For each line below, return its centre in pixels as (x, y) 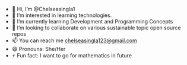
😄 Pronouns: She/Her (39, 49)
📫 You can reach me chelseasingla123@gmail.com (75, 40)
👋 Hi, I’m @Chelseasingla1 (43, 9)
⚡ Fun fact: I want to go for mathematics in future (72, 55)
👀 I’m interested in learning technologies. (62, 15)
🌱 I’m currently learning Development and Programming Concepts (92, 21)
